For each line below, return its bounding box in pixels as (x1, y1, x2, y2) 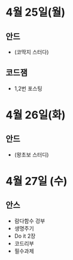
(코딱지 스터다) (14, 49, 49, 55)
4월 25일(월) (5, 5, 66, 19)
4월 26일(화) (5, 108, 66, 122)
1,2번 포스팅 (14, 85, 42, 92)
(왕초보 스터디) (14, 151, 49, 158)
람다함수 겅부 (14, 217, 45, 224)
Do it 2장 (14, 232, 36, 240)
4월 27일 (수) (5, 175, 68, 188)
